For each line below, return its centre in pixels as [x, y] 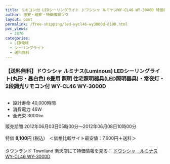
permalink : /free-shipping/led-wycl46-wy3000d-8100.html [67, 24]
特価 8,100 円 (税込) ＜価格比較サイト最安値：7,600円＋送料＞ [71, 138]
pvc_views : [17, 29]
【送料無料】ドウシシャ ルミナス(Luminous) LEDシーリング [78, 71]
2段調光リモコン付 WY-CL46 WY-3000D [56, 86]
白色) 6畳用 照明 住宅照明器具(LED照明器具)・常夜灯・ [99, 79]
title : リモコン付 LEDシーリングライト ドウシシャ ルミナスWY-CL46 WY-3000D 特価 [84, 10]
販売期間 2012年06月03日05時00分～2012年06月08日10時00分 [71, 126]
